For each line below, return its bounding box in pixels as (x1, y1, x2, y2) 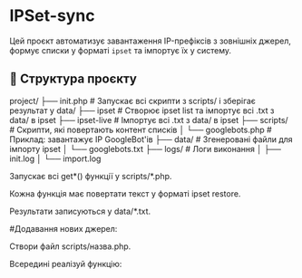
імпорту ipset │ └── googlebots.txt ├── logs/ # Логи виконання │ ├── (9, 143, 281, 154)
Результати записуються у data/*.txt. (9, 206, 151, 216)
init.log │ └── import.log (9, 153, 102, 164)
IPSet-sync (9, 5, 95, 26)
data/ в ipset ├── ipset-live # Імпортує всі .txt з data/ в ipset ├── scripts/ (9, 114, 288, 125)
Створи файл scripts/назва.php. (9, 241, 132, 252)
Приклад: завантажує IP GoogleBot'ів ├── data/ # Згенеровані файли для (9, 133, 293, 145)
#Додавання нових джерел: (9, 223, 118, 234)
